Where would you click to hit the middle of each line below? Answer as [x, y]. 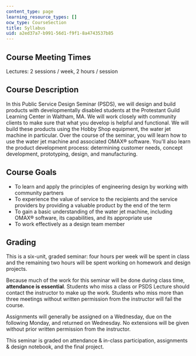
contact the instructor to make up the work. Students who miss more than [95, 293]
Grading [21, 242]
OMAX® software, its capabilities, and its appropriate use [83, 217]
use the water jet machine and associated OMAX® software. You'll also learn [98, 141]
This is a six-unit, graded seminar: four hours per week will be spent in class [98, 257]
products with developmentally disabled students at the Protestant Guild [93, 110]
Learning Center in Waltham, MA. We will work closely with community [91, 116]
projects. [17, 269]
